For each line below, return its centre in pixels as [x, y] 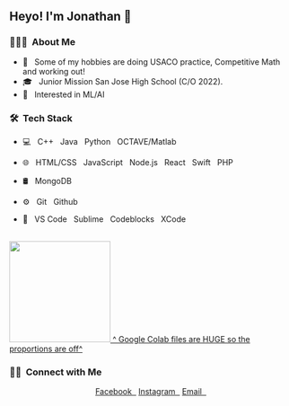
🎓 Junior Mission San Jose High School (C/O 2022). [123, 81]
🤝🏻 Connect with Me [56, 372]
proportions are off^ [46, 349]
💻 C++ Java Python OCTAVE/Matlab [99, 141]
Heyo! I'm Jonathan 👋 [70, 17]
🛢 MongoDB [47, 181]
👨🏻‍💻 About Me [43, 42]
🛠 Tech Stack [41, 118]
